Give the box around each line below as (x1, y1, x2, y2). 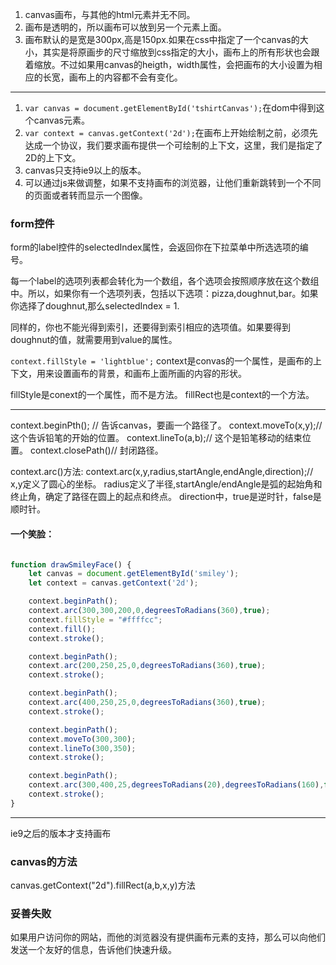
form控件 (10, 216, 55, 230)
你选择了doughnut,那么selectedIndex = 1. (10, 300, 180, 312)
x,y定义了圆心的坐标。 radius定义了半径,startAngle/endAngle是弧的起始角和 (10, 478, 323, 490)
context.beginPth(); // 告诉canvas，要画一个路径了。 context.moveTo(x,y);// (10, 419, 323, 432)
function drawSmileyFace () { (10, 559, 132, 570)
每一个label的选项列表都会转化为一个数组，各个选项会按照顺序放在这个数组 (10, 275, 320, 287)
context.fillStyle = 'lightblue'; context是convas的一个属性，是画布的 (10, 355, 313, 367)
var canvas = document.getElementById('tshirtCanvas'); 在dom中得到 (24, 102, 317, 113)
